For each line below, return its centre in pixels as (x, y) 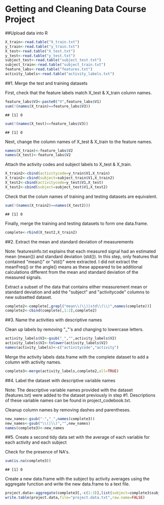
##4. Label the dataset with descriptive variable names (60, 380)
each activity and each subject (36, 442)
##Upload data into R (26, 33)
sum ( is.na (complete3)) (28, 461)
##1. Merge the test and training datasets (46, 83)
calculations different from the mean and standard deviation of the (72, 272)
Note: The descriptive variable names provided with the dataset (69, 390)
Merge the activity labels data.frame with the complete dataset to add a (77, 357)
